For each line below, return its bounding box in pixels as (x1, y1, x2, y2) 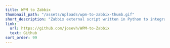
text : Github (10, 30, 37, 35)
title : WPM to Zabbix (5, 7, 51, 12)
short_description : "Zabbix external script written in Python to (5, 16, 148, 21)
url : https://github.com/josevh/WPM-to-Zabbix (10, 26, 110, 31)
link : (5, 21, 17, 26)
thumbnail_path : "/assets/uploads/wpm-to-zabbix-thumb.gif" (5, 12, 135, 17)
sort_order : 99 (5, 35, 37, 40)
